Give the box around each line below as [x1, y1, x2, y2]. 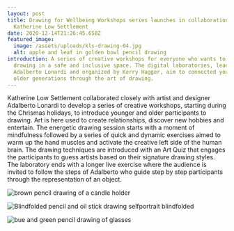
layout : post [7, 10, 45, 17]
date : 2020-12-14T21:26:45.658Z [7, 29, 101, 37]
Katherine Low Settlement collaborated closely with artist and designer [7, 94, 211, 102]
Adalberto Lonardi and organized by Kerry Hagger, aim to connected [13, 68, 217, 75]
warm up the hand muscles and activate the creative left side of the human [7, 138, 222, 147]
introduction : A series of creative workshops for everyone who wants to [7, 56, 226, 63]
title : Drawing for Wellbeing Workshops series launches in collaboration [7, 17, 229, 24]
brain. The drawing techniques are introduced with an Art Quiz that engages [7, 145, 226, 154]
